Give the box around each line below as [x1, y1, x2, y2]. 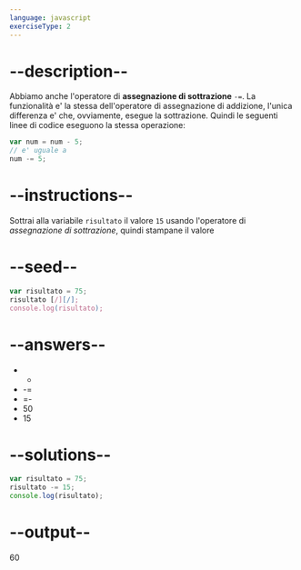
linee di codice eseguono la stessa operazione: [9, 120, 186, 131]
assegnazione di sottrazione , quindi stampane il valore [9, 225, 215, 235]
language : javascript [9, 13, 92, 23]
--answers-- [9, 334, 106, 355]
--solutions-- [9, 445, 112, 465]
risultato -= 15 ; [9, 483, 75, 492]
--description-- [9, 61, 129, 82]
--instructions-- [9, 185, 134, 205]
